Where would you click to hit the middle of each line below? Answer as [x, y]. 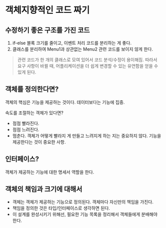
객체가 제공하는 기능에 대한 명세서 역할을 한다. [50, 172]
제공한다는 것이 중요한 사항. [39, 142]
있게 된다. [27, 72]
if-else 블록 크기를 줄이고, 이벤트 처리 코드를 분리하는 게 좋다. [72, 43]
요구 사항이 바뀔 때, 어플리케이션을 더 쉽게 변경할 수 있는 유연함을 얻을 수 [88, 66]
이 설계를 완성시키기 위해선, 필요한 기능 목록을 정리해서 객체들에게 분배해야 [85, 215]
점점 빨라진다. [26, 123]
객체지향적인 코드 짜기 [47, 10]
